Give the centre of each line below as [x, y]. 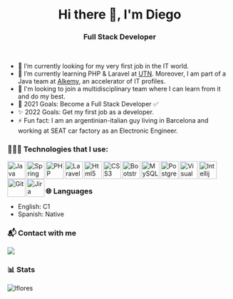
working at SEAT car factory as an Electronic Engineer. [98, 131]
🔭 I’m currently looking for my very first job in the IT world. [103, 66]
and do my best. [41, 96]
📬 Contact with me [42, 233]
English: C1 [34, 207]
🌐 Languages [69, 191]
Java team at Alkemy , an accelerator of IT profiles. [92, 81]
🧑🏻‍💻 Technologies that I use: [58, 149]
